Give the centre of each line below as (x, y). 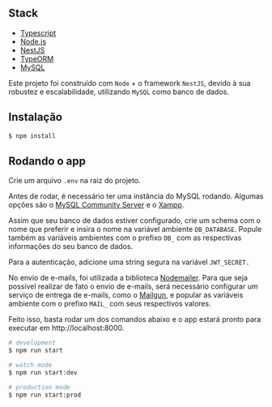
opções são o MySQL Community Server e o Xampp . (96, 205)
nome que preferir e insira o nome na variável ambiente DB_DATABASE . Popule (135, 229)
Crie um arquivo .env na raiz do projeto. (74, 181)
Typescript (38, 32)
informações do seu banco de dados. (71, 246)
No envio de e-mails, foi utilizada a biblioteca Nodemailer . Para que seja (128, 278)
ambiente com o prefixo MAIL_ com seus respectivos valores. (110, 304)
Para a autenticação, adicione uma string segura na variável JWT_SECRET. (129, 262)
